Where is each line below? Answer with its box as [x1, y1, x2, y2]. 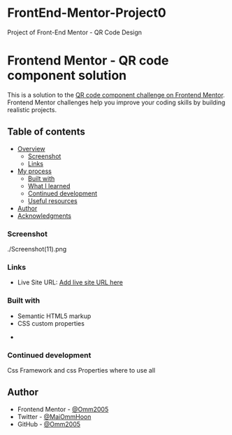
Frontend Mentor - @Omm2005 [17, 405, 109, 413]
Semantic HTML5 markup [17, 312, 92, 320]
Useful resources [27, 196, 78, 205]
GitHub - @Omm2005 [17, 420, 81, 428]
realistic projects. [7, 105, 57, 113]
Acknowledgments [17, 212, 72, 220]
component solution [7, 68, 127, 83]
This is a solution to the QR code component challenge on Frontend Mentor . [7, 90, 225, 99]
